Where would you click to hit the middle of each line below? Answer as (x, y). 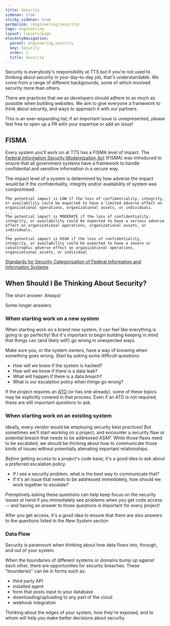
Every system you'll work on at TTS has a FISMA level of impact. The (77, 152)
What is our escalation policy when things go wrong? (68, 382)
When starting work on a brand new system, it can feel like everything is (81, 330)
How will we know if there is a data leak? (55, 371)
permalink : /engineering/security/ (43, 24)
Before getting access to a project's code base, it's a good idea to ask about (85, 458)
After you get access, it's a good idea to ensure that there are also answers (84, 515)
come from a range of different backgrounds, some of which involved (78, 83)
